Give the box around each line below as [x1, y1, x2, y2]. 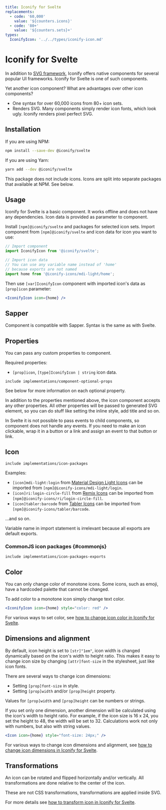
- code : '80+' [9, 23, 39, 28]
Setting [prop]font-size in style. [12, 682, 79, 688]
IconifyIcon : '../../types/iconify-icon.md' [9, 37, 104, 42]
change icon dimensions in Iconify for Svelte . [5, 747, 98, 753]
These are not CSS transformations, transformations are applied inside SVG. [5, 790, 162, 796]
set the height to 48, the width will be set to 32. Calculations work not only [5, 718, 158, 724]
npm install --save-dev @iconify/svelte [5, 148, 91, 153]
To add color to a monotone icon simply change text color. [5, 596, 125, 602]
